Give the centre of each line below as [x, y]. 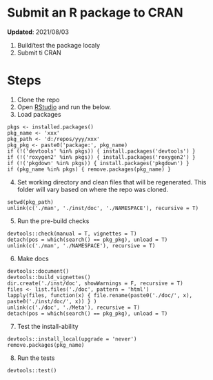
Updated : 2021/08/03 [38, 32]
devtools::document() [38, 271]
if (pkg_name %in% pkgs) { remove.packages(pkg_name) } [89, 169]
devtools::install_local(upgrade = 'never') [72, 339]
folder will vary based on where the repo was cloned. [93, 189]
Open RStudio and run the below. [64, 107]
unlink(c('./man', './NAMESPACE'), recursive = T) [81, 246]
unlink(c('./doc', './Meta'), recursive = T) [73, 307]
